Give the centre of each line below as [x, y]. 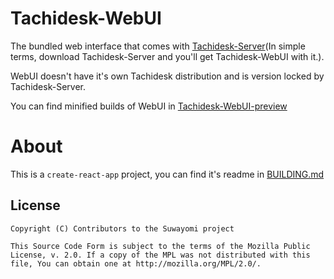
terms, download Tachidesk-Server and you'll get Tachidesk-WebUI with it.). [167, 56]
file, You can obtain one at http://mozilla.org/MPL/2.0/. [136, 263]
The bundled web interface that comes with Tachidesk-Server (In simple [158, 46]
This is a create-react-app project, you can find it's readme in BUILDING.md [167, 174]
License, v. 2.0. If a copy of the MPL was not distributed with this [160, 255]
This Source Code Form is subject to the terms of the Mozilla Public [160, 246]
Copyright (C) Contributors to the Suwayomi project [122, 228]
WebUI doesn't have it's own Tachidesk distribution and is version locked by [167, 76]
